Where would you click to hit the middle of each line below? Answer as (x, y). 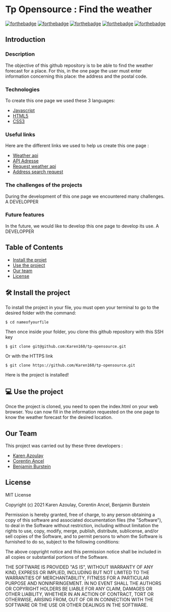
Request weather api (34, 167)
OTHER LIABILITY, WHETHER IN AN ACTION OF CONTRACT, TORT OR (79, 594)
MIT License (18, 495)
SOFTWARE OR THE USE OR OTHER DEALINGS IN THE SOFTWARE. (77, 605)
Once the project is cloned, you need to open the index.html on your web (82, 407)
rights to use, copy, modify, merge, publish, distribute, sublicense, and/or (82, 531)
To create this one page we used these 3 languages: (60, 100)
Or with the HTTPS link (29, 356)
